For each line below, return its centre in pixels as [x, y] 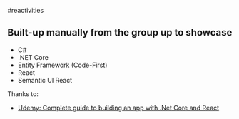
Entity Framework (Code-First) [62, 65]
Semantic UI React [45, 80]
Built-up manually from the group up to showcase [120, 32]
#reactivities [26, 10]
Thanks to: [23, 94]
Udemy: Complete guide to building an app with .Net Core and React [118, 108]
